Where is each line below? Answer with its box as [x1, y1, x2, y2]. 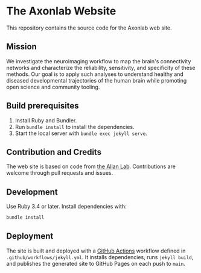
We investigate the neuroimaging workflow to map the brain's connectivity [6, 57, 191, 64]
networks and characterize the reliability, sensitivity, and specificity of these [6, 64, 196, 71]
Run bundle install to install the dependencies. [14, 123, 135, 130]
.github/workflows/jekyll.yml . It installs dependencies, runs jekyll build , [6, 253, 194, 260]
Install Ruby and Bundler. [14, 116, 77, 124]
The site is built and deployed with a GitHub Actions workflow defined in [6, 247, 186, 254]
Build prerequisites [6, 101, 80, 111]
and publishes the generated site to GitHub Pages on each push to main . [6, 260, 185, 267]
